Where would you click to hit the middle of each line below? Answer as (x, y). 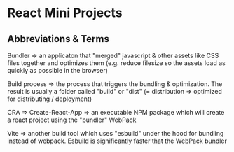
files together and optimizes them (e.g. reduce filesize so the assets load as (116, 63)
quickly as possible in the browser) (58, 70)
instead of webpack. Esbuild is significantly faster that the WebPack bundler (117, 141)
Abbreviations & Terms (58, 39)
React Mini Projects (65, 13)
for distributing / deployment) (50, 99)
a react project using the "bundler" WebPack (72, 120)
